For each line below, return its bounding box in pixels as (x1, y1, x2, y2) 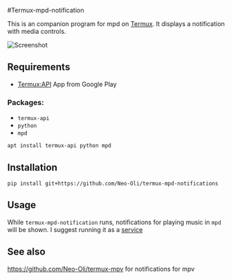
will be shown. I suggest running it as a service (7, 225, 143, 233)
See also (7, 246, 46, 258)
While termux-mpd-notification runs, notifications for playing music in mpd (7, 218, 221, 226)
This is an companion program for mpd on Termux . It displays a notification (7, 20, 225, 28)
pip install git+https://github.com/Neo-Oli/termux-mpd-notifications (7, 180, 219, 187)
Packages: (7, 97, 44, 107)
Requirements (7, 61, 70, 73)
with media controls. (7, 28, 67, 35)
